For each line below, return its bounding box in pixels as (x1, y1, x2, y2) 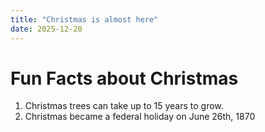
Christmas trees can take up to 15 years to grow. (24, 100, 224, 112)
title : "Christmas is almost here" (10, 14, 159, 25)
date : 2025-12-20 (10, 24, 83, 34)
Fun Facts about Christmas (10, 67, 239, 90)
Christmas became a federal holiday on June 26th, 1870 (24, 111, 256, 123)
